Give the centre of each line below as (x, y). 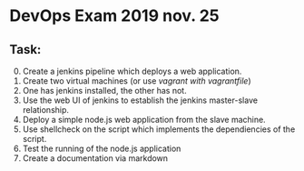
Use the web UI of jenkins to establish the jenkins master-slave (140, 100)
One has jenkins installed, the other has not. (105, 91)
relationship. (46, 110)
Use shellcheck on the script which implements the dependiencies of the (159, 129)
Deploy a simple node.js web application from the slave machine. (144, 120)
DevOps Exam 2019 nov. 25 (114, 16)
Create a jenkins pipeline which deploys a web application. (132, 71)
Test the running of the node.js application (102, 148)
